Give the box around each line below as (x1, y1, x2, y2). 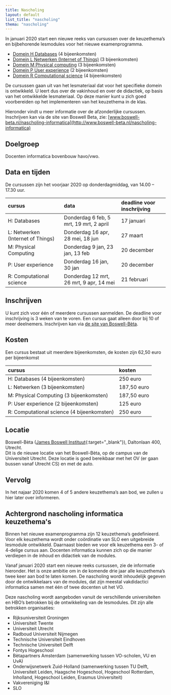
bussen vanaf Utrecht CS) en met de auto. (5, 461, 94, 467)
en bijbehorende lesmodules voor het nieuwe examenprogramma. (5, 41, 144, 47)
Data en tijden (5, 168, 50, 176)
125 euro (119, 400, 141, 407)
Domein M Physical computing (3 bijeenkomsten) (12, 62, 116, 68)
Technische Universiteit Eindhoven (12, 636, 85, 642)
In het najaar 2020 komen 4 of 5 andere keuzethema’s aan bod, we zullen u (5, 489, 163, 495)
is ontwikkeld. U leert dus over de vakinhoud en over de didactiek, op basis (5, 88, 163, 94)
